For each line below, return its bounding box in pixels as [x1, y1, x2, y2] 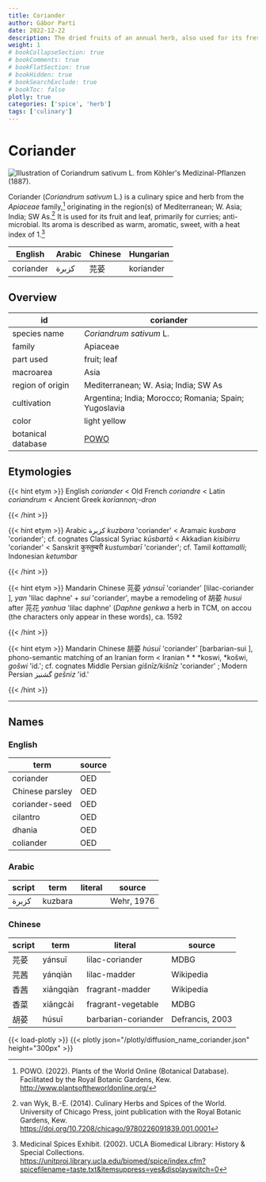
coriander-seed [12, 799, 72, 810]
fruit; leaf [84, 353, 118, 365]
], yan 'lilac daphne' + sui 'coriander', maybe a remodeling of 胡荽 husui [8, 593, 242, 602]
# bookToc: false [8, 85, 66, 94]
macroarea [12, 366, 53, 377]
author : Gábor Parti [8, 19, 77, 27]
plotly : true [8, 93, 51, 101]
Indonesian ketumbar [8, 551, 78, 561]
